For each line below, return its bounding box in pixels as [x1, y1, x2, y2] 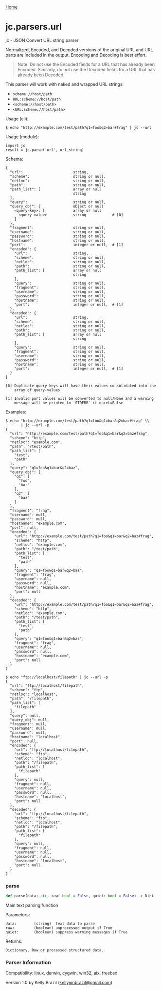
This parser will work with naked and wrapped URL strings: [5, 81, 124, 87]
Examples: [5, 409, 26, 414]
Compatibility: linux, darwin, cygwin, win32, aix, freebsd [5, 970, 118, 976]
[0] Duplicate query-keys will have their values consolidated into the [5, 383, 156, 388]
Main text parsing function [5, 903, 58, 908]
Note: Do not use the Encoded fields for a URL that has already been [17, 61, 155, 67]
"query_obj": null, [10, 717, 50, 722]
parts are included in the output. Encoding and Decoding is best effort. [5, 52, 147, 58]
